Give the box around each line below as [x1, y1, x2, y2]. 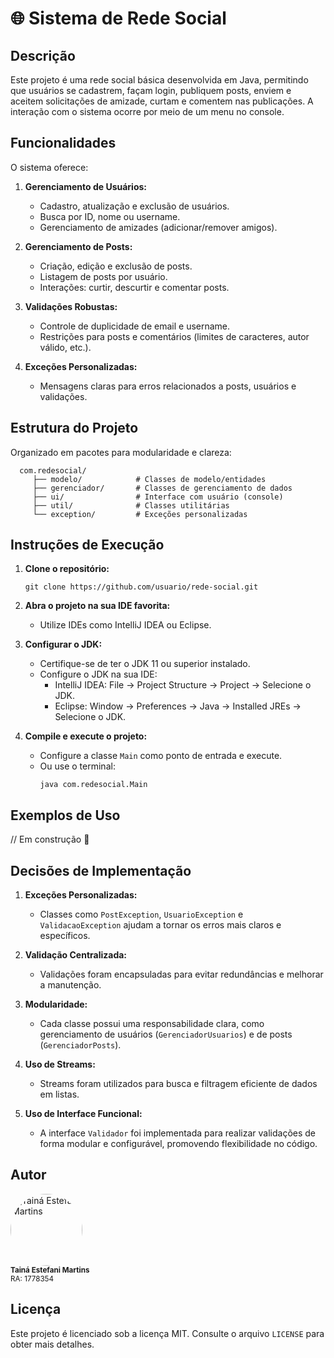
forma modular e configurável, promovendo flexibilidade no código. [39, 1138, 318, 1150]
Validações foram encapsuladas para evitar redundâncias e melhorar [39, 968, 324, 981]
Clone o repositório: [24, 563, 110, 575]
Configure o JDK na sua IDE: [39, 668, 158, 681]
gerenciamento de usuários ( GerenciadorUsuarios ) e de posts [39, 1028, 293, 1041]
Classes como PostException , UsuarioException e [39, 908, 244, 921]
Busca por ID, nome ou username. [39, 210, 181, 222]
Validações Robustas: [24, 300, 118, 312]
